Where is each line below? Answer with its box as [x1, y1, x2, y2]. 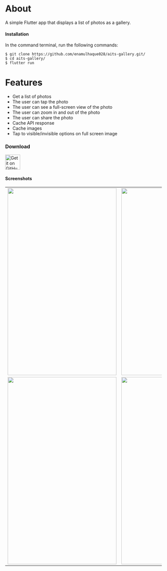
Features [5, 77, 43, 88]
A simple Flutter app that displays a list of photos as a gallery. [5, 19, 131, 25]
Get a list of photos [12, 93, 52, 100]
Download [5, 143, 31, 150]
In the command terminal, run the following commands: [5, 42, 118, 48]
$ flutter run [5, 60, 35, 65]
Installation [5, 31, 29, 37]
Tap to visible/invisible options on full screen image [12, 131, 118, 137]
